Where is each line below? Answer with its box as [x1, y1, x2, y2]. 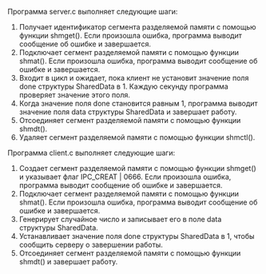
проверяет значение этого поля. [18, 90, 131, 99]
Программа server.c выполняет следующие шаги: [7, 7, 178, 16]
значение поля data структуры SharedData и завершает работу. [18, 107, 237, 117]
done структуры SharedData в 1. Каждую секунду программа [18, 81, 228, 91]
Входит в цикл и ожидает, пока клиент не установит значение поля [18, 73, 249, 82]
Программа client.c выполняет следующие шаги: [7, 148, 176, 157]
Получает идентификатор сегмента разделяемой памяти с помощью [18, 22, 256, 31]
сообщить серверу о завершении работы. [18, 240, 163, 249]
